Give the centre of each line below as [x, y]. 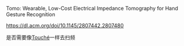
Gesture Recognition [31, 14]
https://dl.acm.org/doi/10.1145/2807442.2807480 [65, 26]
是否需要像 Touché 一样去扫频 [41, 37]
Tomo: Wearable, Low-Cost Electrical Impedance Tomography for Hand [92, 8]
